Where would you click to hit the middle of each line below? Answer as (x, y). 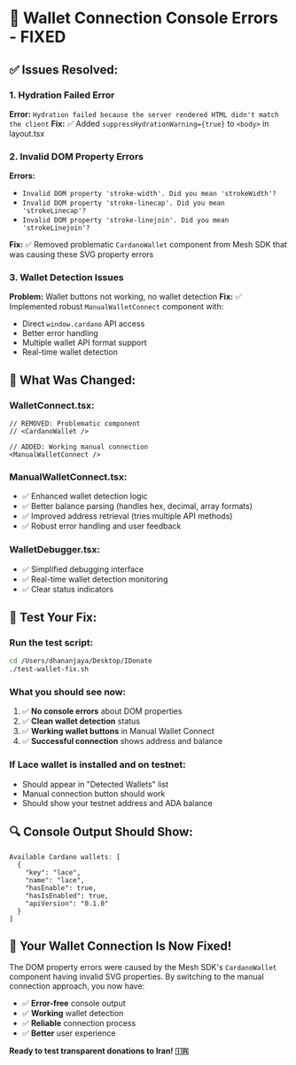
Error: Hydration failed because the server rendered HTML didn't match (144, 114)
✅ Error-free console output (74, 1003)
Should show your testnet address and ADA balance (117, 803)
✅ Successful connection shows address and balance (122, 741)
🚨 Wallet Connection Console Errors (144, 18)
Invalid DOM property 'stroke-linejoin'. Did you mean (125, 221)
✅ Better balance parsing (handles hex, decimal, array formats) (137, 506)
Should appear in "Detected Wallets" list (95, 784)
